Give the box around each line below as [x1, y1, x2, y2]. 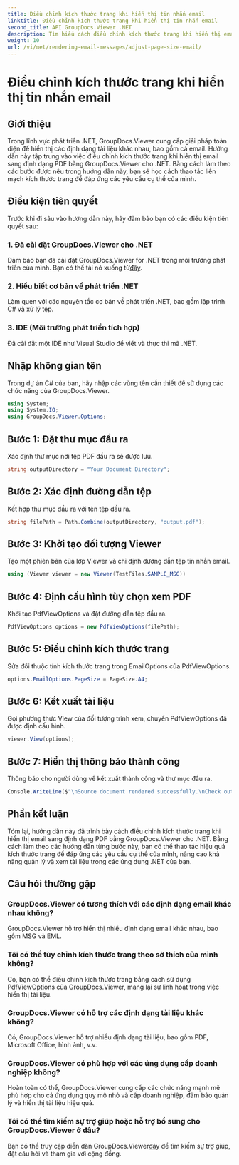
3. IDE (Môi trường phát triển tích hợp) [7, 322, 140, 332]
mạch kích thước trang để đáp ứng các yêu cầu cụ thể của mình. [7, 175, 197, 183]
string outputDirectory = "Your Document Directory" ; [7, 465, 171, 473]
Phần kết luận [7, 808, 69, 820]
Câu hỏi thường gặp [7, 878, 96, 890]
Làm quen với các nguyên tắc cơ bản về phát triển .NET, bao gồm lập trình [7, 297, 225, 306]
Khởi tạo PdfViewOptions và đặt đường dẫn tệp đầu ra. [7, 609, 167, 618]
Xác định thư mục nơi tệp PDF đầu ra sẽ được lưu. [7, 452, 153, 460]
